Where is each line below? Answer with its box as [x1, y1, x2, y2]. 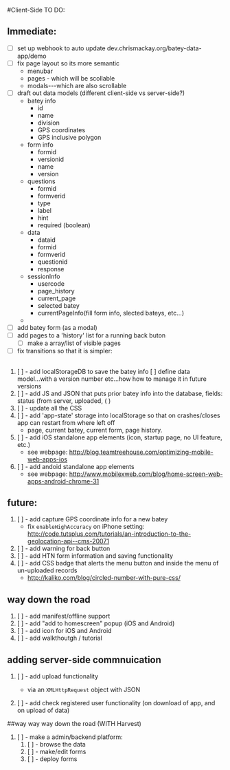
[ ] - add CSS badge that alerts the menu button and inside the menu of [16, 559, 219, 568]
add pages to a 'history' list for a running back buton [16, 331, 166, 340]
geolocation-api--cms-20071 [27, 537, 110, 545]
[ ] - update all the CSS [16, 404, 82, 412]
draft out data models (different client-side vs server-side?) [16, 89, 185, 97]
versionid [37, 155, 64, 163]
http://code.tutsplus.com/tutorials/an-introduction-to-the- [27, 530, 192, 538]
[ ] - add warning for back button [16, 544, 111, 553]
